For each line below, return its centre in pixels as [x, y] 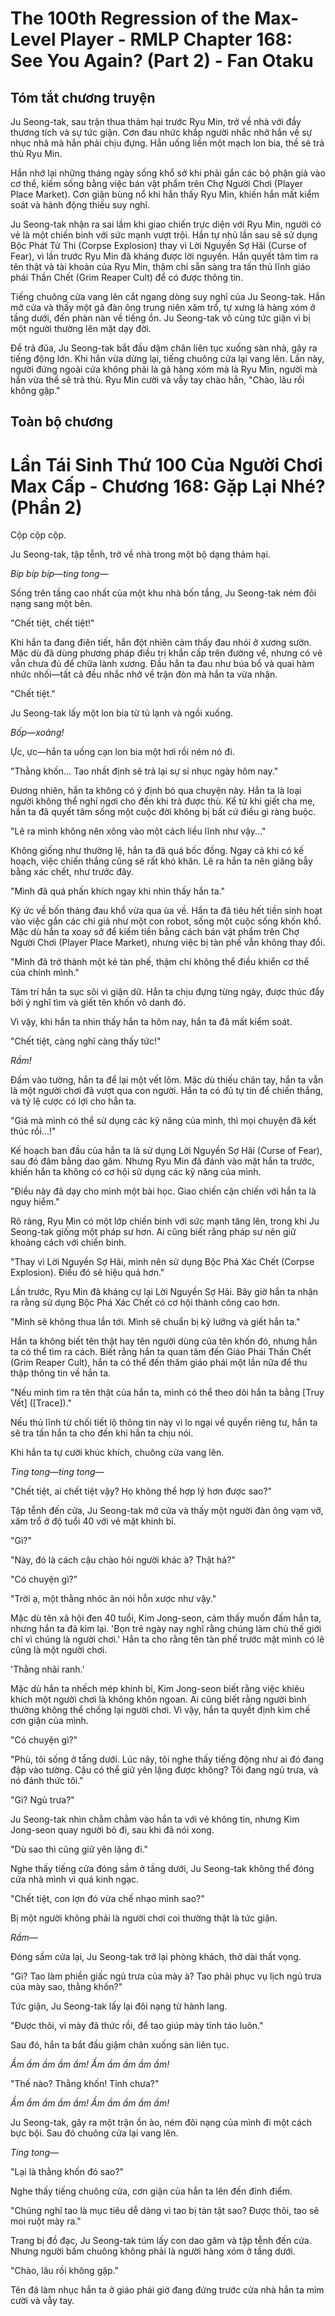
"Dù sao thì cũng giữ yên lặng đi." [79, 1849]
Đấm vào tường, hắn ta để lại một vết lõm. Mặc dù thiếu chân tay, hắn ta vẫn [167, 1080]
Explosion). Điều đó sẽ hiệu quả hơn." [87, 1273]
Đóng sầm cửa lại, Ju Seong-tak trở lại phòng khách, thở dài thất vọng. [156, 1957]
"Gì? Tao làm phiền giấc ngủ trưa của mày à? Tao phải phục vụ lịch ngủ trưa [166, 1976]
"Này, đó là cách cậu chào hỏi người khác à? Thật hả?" [123, 1560]
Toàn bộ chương [62, 422]
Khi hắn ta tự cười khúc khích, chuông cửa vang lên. [117, 1453]
